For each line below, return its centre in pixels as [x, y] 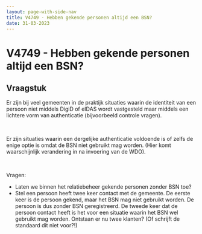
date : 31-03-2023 [28, 23]
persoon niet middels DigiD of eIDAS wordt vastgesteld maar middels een [97, 109]
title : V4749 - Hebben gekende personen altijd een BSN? [79, 18]
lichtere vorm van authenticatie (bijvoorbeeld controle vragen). [84, 115]
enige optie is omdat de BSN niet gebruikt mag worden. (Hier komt [89, 145]
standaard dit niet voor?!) [46, 226]
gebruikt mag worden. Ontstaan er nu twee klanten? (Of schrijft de [97, 219]
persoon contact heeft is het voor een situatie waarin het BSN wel [96, 213]
